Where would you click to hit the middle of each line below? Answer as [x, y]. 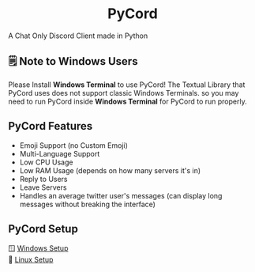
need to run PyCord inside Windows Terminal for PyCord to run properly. [127, 101]
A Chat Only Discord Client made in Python [78, 36]
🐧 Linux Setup [31, 260]
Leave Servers [43, 187]
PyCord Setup [43, 229]
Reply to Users [44, 179]
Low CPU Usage [46, 162]
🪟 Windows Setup [38, 248]
